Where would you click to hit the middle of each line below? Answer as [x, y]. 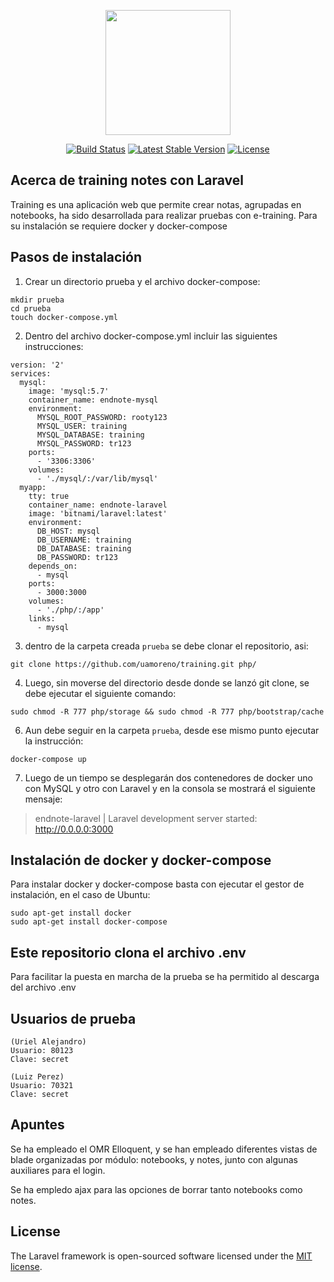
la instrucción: [54, 741]
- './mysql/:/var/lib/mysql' [97, 478]
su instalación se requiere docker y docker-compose [119, 226]
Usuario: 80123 [42, 1051]
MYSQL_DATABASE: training [90, 435]
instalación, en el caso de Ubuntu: [80, 895]
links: [42, 618]
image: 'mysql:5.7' [69, 391]
